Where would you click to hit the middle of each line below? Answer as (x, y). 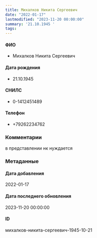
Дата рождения (23, 67)
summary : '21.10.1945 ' (30, 24)
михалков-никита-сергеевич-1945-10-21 (49, 230)
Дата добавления (25, 173)
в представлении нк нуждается (39, 148)
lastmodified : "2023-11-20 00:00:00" (45, 19)
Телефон (15, 113)
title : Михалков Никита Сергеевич (41, 10)
